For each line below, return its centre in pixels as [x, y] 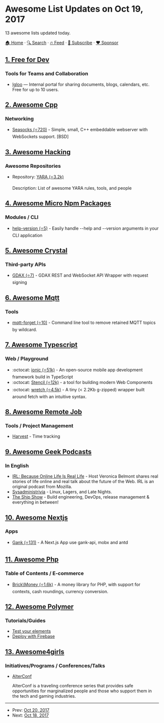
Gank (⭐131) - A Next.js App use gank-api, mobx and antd [70, 542]
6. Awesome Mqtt [32, 298]
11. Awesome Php [32, 560]
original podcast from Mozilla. [42, 487]
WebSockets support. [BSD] [40, 137]
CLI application [27, 235]
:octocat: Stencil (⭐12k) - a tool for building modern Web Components [82, 382]
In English [17, 465]
